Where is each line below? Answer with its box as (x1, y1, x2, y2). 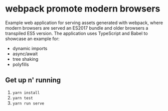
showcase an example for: (5, 36, 60, 42)
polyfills (12, 61, 29, 67)
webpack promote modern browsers (5, 3, 160, 15)
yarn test (12, 95, 34, 100)
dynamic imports (12, 45, 48, 51)
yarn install (12, 90, 40, 95)
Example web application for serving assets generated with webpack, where (5, 20, 163, 26)
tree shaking (12, 56, 39, 62)
